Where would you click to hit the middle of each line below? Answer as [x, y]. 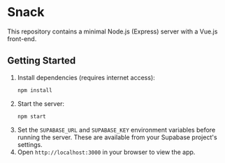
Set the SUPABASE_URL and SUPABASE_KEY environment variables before [116, 130]
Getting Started [42, 61]
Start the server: [41, 103]
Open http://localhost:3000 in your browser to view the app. [106, 152]
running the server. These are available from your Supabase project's [117, 137]
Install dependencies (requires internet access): [86, 77]
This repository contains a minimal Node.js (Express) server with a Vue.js [112, 31]
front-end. [22, 38]
